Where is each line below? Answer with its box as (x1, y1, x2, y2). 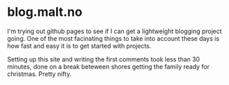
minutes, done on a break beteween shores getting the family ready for (7, 62, 210, 70)
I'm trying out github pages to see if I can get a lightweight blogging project (7, 27, 223, 35)
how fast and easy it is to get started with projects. (7, 41, 152, 50)
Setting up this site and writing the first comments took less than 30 (7, 55, 201, 63)
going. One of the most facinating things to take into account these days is (7, 34, 220, 42)
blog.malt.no (7, 4, 83, 20)
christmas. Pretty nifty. (7, 70, 72, 78)
